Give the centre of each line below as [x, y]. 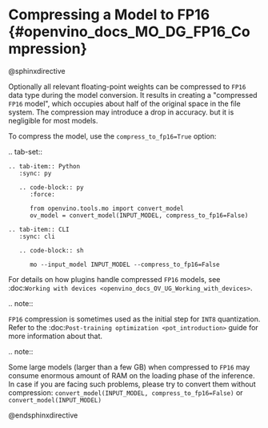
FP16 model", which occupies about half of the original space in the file [125, 103]
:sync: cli [37, 236]
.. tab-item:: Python [44, 166]
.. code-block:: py [51, 187]
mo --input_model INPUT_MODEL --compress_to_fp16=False [124, 264]
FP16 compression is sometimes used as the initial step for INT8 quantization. [134, 319]
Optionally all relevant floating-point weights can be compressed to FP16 [127, 87]
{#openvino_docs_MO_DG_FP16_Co [129, 32]
